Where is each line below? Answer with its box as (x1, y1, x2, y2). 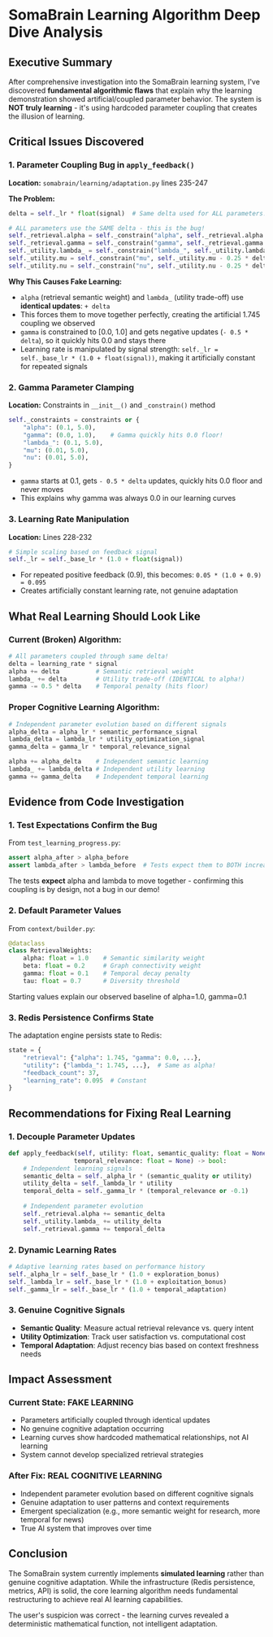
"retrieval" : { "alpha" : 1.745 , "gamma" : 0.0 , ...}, (23, 1053, 201, 1062)
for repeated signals (19, 361, 88, 371)
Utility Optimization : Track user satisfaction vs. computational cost (19, 1331, 246, 1341)
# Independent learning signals (23, 1165, 132, 1173)
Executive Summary (8, 55, 113, 69)
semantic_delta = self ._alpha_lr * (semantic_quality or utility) (23, 1172, 253, 1180)
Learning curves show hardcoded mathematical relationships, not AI (19, 1433, 249, 1443)
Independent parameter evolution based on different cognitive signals (19, 1488, 254, 1498)
